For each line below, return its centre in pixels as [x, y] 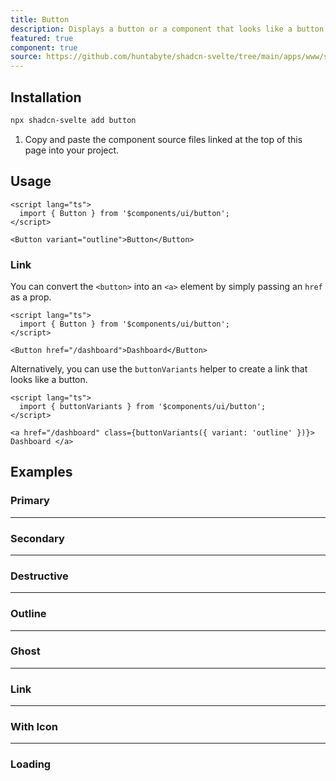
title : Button [40, 19]
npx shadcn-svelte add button [73, 120]
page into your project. [72, 150]
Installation [46, 97]
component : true [44, 47]
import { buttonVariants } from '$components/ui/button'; [143, 406]
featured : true [42, 38]
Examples [41, 472]
